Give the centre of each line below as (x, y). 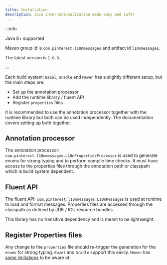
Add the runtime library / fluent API (48, 97)
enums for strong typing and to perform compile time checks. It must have (82, 161)
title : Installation (27, 10)
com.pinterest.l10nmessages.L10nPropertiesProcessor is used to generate (82, 155)
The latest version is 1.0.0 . (33, 57)
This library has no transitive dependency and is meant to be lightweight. (80, 219)
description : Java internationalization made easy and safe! (70, 14)
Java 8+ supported (25, 38)
